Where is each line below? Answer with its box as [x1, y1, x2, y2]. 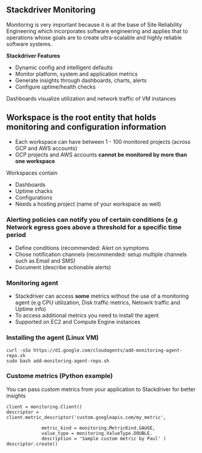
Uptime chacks [15, 187, 53, 195]
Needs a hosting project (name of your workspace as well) [15, 200, 161, 207]
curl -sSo [6, 347, 31, 354]
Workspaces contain [6, 169, 57, 176]
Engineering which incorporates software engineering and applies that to [6, 27, 189, 35]
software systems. [6, 40, 53, 47]
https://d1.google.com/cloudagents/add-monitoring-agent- [33, 347, 183, 354]
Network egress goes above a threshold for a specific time [6, 223, 182, 231]
